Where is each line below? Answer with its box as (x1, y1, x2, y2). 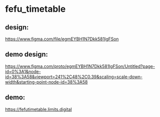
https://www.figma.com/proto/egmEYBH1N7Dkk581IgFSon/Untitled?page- (5, 63, 156, 69)
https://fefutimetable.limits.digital (5, 106, 72, 112)
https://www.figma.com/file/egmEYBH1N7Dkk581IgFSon (5, 36, 119, 42)
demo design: (5, 50, 48, 58)
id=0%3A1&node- (5, 68, 41, 74)
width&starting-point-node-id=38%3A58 (5, 79, 88, 85)
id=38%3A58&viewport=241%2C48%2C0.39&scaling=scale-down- (5, 74, 143, 80)
